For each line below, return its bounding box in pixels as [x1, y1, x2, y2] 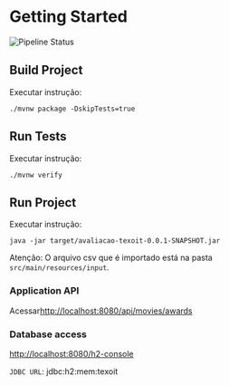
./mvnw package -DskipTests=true [9, 104, 136, 113]
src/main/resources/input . [9, 262, 110, 273]
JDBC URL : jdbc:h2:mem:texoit [9, 365, 119, 377]
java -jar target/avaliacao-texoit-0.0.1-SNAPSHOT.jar [9, 236, 221, 246]
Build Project [9, 63, 83, 78]
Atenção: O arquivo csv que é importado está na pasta [9, 252, 213, 264]
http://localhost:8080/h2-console [9, 348, 134, 359]
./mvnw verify [9, 170, 63, 179]
